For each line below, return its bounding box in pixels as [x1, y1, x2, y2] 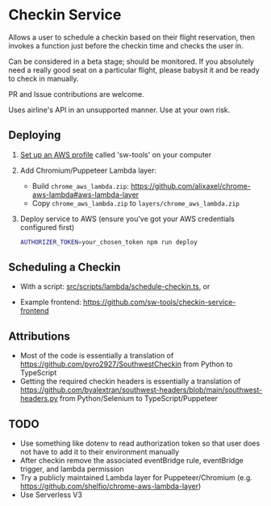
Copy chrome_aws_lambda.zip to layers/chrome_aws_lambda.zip [31, 198, 240, 207]
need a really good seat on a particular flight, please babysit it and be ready [8, 65, 260, 74]
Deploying [8, 128, 61, 142]
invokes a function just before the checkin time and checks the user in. [8, 40, 244, 50]
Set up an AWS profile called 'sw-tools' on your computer [19, 149, 212, 159]
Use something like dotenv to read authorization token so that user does [19, 438, 261, 449]
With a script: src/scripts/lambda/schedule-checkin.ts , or [19, 282, 211, 291]
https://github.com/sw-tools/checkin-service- [83, 297, 236, 307]
